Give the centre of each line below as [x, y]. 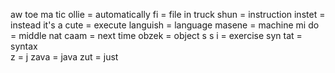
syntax [24, 46]
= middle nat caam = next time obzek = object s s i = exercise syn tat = [156, 35]
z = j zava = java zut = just [64, 57]
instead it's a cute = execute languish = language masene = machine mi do [165, 25]
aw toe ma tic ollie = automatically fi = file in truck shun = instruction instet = [168, 14]
